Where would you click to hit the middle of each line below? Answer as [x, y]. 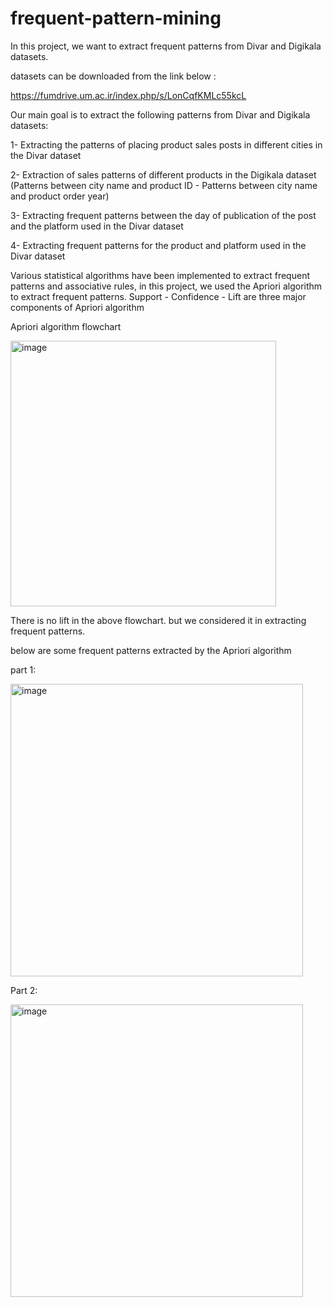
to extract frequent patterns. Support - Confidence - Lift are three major [158, 296]
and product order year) [60, 196]
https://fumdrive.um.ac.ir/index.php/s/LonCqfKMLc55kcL [128, 95]
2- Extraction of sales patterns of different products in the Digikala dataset [163, 174]
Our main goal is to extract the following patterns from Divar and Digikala [160, 114]
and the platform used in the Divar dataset [97, 226]
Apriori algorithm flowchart [66, 326]
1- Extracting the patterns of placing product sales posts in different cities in [166, 144]
